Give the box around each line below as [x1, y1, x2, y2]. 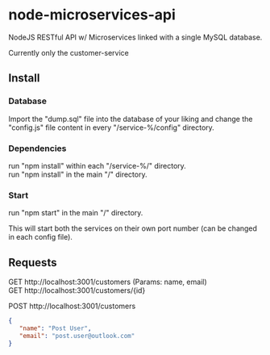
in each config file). [8, 232, 73, 242]
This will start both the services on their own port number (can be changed [8, 223, 258, 233]
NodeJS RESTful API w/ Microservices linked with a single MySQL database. [8, 32, 263, 42]
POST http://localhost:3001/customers [8, 301, 136, 311]
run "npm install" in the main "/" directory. [8, 169, 147, 179]
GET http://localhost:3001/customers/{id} [8, 286, 146, 295]
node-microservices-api [8, 6, 176, 24]
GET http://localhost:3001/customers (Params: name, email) [8, 277, 207, 287]
